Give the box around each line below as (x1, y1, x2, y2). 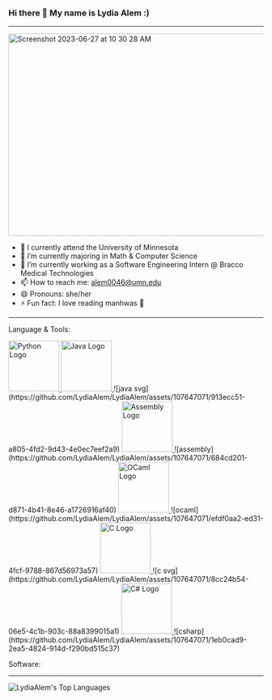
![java (113, 384, 133, 393)
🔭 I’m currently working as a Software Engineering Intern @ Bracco (19, 260, 244, 269)
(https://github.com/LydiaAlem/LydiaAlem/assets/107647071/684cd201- (8, 453, 249, 463)
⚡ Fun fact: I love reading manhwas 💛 (19, 299, 144, 308)
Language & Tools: (8, 325, 70, 334)
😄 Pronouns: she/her (19, 289, 91, 299)
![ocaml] (171, 505, 199, 515)
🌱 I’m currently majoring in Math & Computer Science (19, 251, 198, 261)
